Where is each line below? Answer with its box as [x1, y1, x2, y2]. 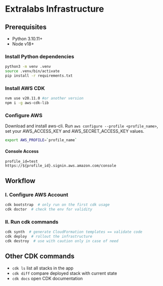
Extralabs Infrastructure [5, 3, 105, 15]
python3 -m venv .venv [5, 64, 51, 69]
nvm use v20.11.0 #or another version [5, 96, 84, 101]
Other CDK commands [5, 252, 74, 261]
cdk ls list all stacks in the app [12, 265, 74, 271]
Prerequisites [5, 23, 47, 31]
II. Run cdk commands [5, 218, 58, 225]
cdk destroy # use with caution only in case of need [5, 238, 119, 244]
